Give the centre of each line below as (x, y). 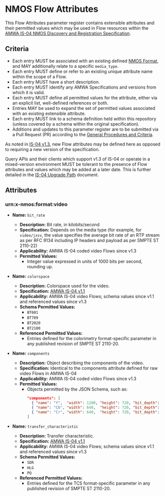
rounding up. (40, 267)
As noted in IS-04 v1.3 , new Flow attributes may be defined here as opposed (83, 144)
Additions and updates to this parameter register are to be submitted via (85, 129)
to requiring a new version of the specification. (52, 149)
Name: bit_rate (29, 215)
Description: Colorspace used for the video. (65, 286)
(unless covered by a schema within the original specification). (76, 124)
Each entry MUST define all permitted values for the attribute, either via (85, 98)
